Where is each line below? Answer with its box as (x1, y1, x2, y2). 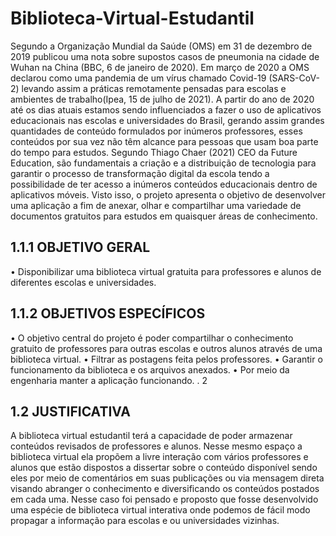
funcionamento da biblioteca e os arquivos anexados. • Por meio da (10, 363, 290, 376)
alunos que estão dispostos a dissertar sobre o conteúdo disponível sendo (10, 462, 318, 474)
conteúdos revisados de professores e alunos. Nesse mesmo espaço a (10, 440, 303, 452)
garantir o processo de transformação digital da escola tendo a (10, 167, 270, 179)
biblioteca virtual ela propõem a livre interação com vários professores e (10, 451, 309, 463)
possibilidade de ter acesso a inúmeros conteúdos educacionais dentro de (10, 178, 318, 190)
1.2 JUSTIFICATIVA (10, 403, 132, 420)
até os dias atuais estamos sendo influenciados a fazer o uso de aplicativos (10, 103, 322, 116)
